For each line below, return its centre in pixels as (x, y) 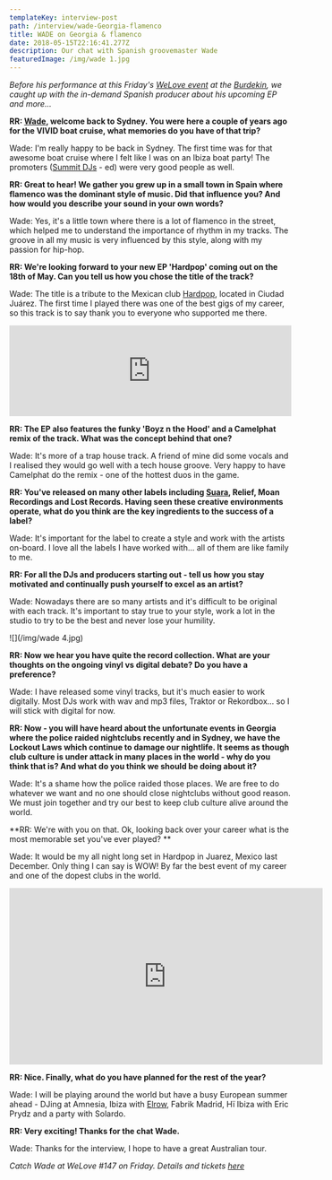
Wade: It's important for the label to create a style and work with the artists (147, 538)
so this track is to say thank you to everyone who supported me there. (138, 313)
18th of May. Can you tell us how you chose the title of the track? (132, 276)
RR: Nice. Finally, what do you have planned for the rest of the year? (138, 1077)
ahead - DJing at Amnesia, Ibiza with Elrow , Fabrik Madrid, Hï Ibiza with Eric (149, 1104)
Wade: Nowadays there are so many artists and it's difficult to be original (143, 601)
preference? (33, 674)
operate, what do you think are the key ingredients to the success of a (142, 511)
